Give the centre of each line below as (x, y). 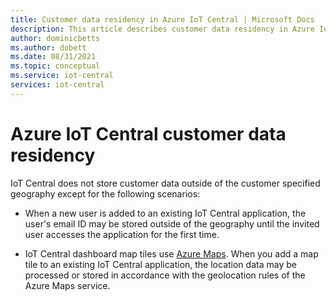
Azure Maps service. (67, 285)
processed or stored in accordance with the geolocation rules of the (165, 275)
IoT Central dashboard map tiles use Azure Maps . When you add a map (171, 253)
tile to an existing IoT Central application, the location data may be (160, 264)
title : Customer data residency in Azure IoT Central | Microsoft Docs (162, 19)
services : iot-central (57, 85)
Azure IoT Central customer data (148, 133)
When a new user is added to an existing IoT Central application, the (165, 213)
